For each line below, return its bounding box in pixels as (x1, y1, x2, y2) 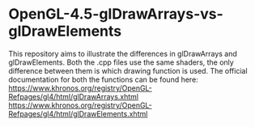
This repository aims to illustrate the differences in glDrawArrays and (8, 49, 237, 58)
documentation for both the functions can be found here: (8, 74, 198, 84)
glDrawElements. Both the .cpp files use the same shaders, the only (8, 57, 235, 67)
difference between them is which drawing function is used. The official (8, 66, 249, 75)
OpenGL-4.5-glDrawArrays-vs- (8, 5, 224, 23)
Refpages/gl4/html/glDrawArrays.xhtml (8, 91, 139, 101)
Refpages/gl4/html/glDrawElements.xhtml (8, 108, 148, 118)
